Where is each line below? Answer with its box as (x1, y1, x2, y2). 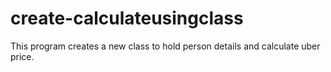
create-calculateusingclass (10, 7, 244, 30)
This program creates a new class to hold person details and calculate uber (10, 40, 321, 52)
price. (10, 50, 35, 62)
